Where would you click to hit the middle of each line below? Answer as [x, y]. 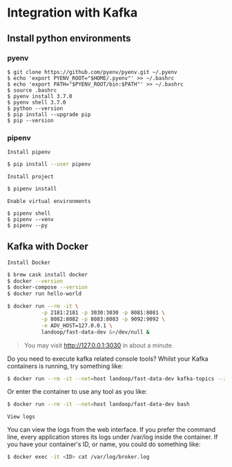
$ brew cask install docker [48, 274]
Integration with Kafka [72, 13]
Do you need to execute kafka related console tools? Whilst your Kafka [108, 359]
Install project [30, 177]
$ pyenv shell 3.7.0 [37, 102]
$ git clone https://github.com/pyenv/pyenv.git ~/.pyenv [92, 72]
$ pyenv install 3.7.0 [40, 96]
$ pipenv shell [29, 213]
